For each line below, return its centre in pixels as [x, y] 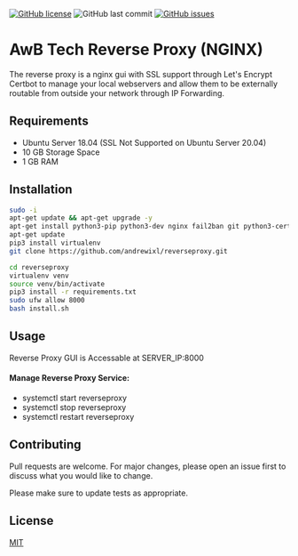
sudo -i [24, 210]
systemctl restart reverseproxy [78, 417]
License [31, 521]
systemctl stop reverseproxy [74, 407]
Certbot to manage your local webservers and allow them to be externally [143, 84]
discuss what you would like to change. [81, 475]
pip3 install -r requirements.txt [73, 292]
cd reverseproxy [39, 267]
